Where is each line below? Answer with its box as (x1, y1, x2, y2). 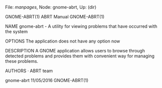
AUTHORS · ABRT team (5, 68, 53, 74)
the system (5, 29, 28, 34)
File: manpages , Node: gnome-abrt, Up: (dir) (5, 4, 97, 10)
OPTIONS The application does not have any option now (5, 38, 120, 44)
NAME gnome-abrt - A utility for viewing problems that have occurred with (5, 23, 158, 29)
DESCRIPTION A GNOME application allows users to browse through (5, 48, 145, 53)
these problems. (5, 58, 39, 64)
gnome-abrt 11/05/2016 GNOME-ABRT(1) (5, 78, 89, 83)
